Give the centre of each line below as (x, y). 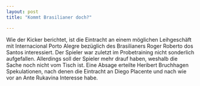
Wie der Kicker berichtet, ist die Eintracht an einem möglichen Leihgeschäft (99, 39)
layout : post (22, 12)
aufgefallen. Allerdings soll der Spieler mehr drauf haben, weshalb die (92, 59)
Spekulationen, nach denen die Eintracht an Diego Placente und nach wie (96, 71)
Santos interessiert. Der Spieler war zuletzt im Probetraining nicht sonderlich (100, 52)
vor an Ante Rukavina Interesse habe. (52, 78)
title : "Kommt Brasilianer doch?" (49, 17)
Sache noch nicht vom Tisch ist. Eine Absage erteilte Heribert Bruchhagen (98, 65)
